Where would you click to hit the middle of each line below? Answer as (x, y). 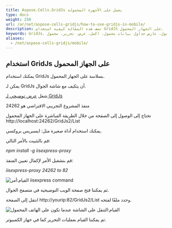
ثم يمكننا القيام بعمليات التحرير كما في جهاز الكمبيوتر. (56, 219)
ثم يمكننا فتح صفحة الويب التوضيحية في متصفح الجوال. (57, 190)
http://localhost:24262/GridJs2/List (43, 121)
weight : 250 (18, 19)
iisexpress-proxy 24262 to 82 (37, 170)
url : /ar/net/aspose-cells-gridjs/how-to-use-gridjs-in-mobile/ (76, 24)
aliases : (15, 39)
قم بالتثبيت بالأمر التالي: (28, 140)
